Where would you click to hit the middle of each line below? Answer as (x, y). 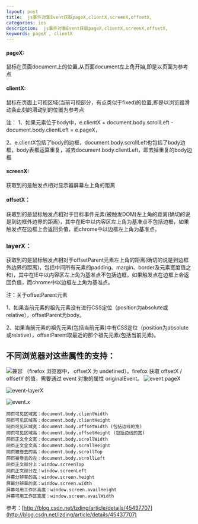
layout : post (22, 12)
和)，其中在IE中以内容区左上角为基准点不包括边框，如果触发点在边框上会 (95, 275)
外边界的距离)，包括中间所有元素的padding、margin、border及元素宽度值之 (99, 268)
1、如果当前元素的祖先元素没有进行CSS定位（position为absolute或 (87, 308)
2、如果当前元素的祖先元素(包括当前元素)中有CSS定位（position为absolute (97, 328)
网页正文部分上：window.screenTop (45, 465)
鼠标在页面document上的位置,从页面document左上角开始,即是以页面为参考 (97, 67)
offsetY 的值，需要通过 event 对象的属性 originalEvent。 (74, 379)
